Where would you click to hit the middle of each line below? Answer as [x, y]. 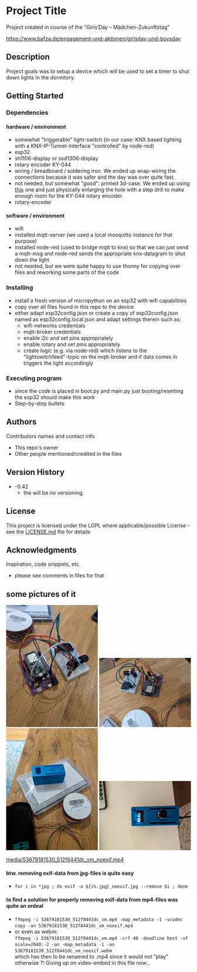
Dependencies [27, 113]
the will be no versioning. [54, 493]
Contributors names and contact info [50, 436]
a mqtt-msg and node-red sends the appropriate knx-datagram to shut [100, 253]
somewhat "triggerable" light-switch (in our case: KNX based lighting [98, 140]
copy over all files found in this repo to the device [74, 306]
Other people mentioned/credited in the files [68, 453]
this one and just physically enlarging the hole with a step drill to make [99, 190]
